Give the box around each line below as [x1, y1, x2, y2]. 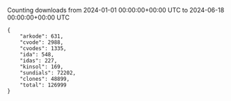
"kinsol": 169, [19, 63, 64, 70]
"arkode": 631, [19, 33, 64, 40]
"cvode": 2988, [19, 39, 64, 46]
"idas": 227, [19, 57, 58, 64]
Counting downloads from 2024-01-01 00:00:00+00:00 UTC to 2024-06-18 [7, 6, 225, 14]
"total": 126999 [19, 81, 67, 88]
